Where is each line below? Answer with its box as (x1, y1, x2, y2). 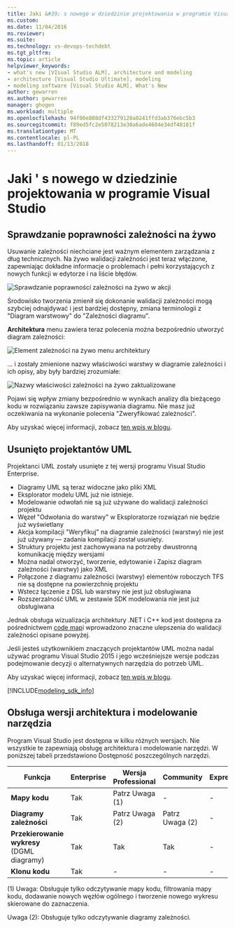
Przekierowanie (10, 828, 64, 838)
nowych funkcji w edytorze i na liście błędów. (7, 269, 138, 278)
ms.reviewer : (7, 29, 45, 37)
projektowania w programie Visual (7, 186, 211, 202)
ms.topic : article (7, 56, 61, 63)
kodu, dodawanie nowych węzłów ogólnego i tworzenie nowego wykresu (7, 892, 218, 900)
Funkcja (24, 772, 51, 782)
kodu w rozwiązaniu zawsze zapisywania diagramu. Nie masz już (7, 402, 196, 410)
